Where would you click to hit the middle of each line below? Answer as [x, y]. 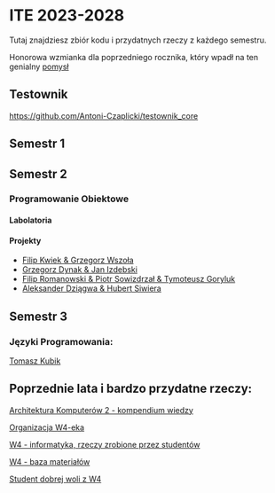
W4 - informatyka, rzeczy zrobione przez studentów [105, 444]
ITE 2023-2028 [67, 16]
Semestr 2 [39, 174]
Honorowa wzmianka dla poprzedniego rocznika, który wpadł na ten [134, 57]
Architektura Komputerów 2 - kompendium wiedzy [101, 410]
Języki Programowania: [61, 341]
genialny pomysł [39, 67]
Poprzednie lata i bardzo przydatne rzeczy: [131, 389]
